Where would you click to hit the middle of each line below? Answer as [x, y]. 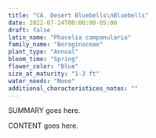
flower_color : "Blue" [44, 67]
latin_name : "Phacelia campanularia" [70, 37]
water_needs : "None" [42, 81]
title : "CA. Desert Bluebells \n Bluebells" [78, 15]
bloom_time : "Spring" [44, 60]
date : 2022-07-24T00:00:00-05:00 [63, 23]
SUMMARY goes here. [44, 111]
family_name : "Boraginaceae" [56, 45]
